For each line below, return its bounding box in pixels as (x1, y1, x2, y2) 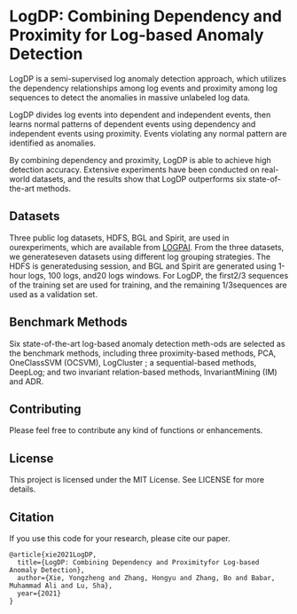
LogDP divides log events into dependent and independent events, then (9, 109, 271, 120)
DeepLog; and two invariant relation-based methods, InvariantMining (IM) (9, 366, 277, 377)
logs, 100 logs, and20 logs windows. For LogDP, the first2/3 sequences (27, 270, 289, 280)
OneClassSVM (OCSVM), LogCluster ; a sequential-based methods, (9, 357, 257, 367)
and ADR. (9, 375, 44, 387)
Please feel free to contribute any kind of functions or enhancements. (9, 425, 263, 436)
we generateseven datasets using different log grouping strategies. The (9, 251, 271, 262)
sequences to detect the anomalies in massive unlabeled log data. (9, 91, 251, 103)
